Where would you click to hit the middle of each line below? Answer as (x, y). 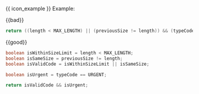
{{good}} (16, 42)
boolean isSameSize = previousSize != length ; (64, 59)
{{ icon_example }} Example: (40, 9)
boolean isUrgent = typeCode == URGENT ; (56, 74)
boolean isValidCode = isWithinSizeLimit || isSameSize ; (78, 64)
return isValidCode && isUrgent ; (47, 85)
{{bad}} (15, 20)
